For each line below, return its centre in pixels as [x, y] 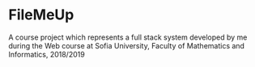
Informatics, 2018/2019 [47, 54]
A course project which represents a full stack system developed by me [128, 37]
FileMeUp [41, 15]
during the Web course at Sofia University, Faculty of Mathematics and [127, 45]
